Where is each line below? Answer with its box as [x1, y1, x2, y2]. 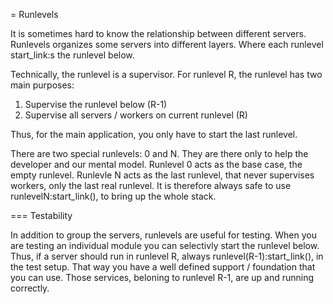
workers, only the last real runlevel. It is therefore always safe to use [10, 180, 292, 191]
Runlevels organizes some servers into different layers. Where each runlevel [10, 39, 324, 50]
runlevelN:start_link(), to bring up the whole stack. [10, 190, 217, 202]
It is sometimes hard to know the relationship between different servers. [10, 28, 307, 39]
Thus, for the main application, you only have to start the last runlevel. [10, 129, 298, 140]
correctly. [10, 282, 50, 294]
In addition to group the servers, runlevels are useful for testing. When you [10, 229, 317, 241]
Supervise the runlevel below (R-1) [24, 99, 168, 110]
